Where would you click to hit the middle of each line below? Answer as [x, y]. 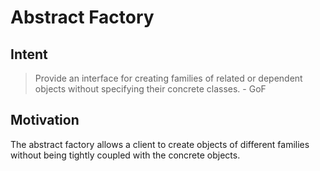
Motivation [45, 120]
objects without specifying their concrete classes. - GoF [150, 89]
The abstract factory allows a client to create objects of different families [160, 144]
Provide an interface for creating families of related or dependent [168, 78]
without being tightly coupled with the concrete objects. [125, 155]
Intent [29, 54]
